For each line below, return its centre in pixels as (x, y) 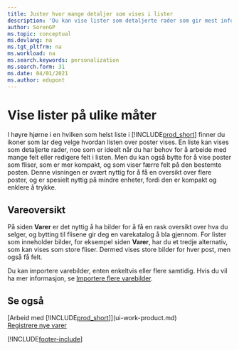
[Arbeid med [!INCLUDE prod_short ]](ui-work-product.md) (92, 317)
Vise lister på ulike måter (82, 115)
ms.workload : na (31, 54)
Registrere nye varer (37, 325)
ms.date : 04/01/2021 (38, 73)
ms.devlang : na (30, 40)
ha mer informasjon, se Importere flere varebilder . (80, 278)
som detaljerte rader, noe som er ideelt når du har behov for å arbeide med (117, 150)
